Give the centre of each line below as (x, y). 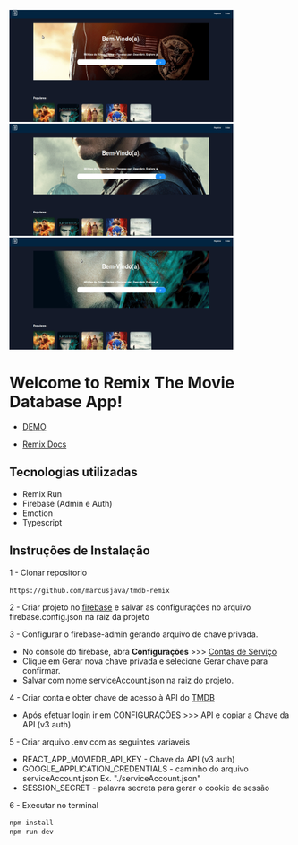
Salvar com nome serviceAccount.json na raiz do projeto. (128, 680)
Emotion (38, 513)
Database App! (66, 402)
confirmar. (41, 670)
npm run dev (31, 832)
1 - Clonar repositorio (48, 572)
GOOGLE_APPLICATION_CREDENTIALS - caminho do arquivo (135, 769)
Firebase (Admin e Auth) (67, 503)
